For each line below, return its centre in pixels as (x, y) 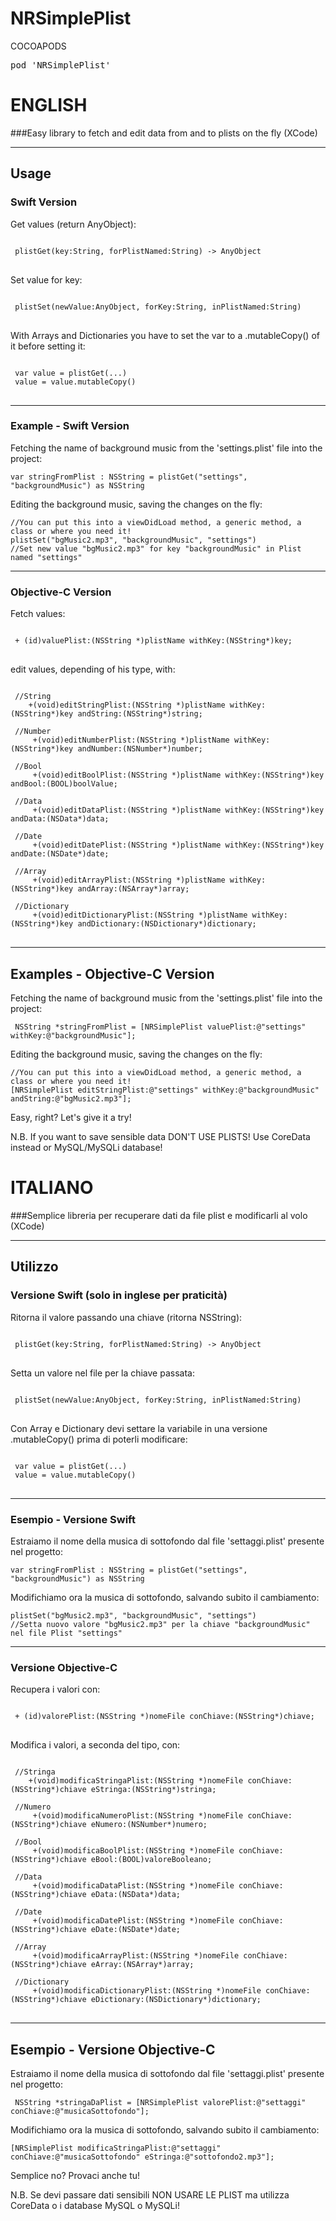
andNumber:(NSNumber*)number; (140, 749)
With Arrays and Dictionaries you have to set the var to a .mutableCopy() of (165, 335)
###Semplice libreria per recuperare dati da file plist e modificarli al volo (159, 1215)
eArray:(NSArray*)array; (142, 1965)
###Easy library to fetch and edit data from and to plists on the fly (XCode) (164, 133)
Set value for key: (46, 279)
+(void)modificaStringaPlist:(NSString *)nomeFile (136, 1781)
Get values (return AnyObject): (73, 224)
